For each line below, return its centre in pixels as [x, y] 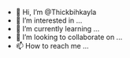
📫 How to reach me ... [52, 46]
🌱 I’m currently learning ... [58, 29]
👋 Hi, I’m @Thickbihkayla [56, 12]
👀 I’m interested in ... [49, 20]
